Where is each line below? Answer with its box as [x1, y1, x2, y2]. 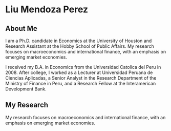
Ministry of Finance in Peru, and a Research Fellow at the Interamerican [5, 81, 156, 86]
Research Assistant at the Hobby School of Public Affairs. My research [5, 43, 155, 49]
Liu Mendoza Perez [5, 4, 89, 15]
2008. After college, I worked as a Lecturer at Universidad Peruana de [5, 69, 153, 76]
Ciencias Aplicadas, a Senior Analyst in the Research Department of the [5, 75, 157, 81]
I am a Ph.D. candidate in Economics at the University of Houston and [5, 38, 152, 44]
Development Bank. [5, 86, 47, 92]
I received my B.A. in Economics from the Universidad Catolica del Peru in [5, 64, 161, 70]
